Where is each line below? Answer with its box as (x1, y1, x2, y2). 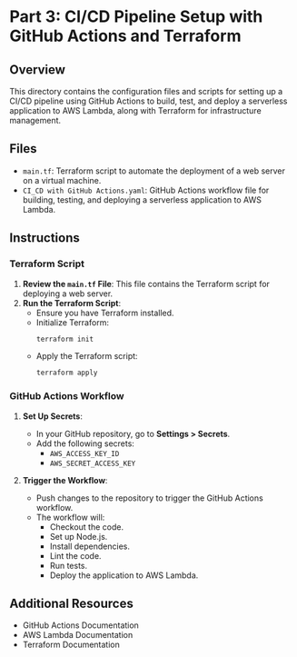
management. (9, 115, 62, 125)
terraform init (35, 334, 94, 343)
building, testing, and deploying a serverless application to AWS (22, 194, 262, 205)
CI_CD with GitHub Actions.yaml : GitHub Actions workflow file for (22, 184, 270, 195)
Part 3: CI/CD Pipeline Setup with (9, 6, 263, 27)
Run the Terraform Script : (22, 297, 122, 308)
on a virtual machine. (22, 174, 102, 185)
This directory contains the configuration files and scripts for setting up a (9, 86, 283, 96)
